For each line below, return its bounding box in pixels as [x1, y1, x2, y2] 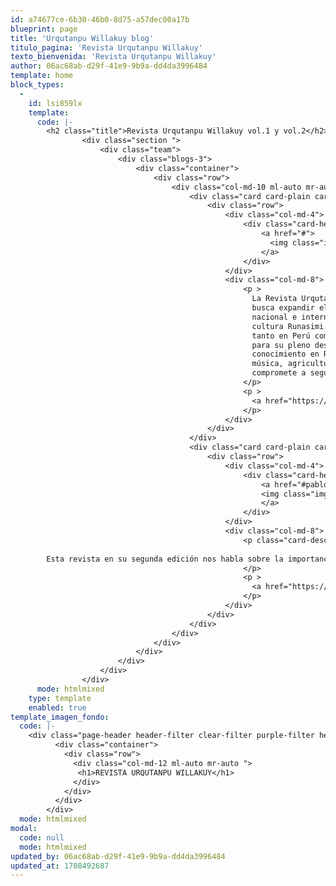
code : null [19, 832, 65, 843]
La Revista [251, 294, 298, 304]
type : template [28, 693, 92, 703]
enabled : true [28, 702, 87, 713]
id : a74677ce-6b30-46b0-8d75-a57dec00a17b [10, 14, 190, 25]
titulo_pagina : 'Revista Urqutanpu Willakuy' [10, 42, 203, 53]
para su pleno [251, 340, 311, 350]
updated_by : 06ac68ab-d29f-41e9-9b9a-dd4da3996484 [10, 851, 226, 861]
